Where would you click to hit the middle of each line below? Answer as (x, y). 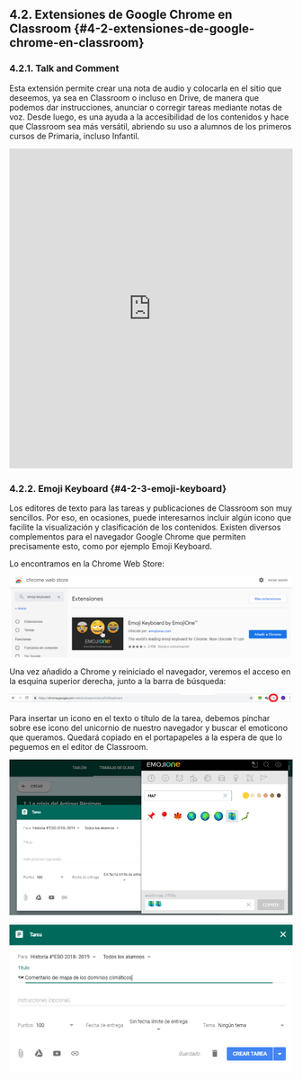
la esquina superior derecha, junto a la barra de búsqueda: (118, 681)
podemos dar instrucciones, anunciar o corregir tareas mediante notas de (146, 107)
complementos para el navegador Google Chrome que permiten (128, 536)
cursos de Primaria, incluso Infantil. (75, 136)
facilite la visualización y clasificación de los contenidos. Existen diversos (145, 527)
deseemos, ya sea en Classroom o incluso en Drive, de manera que (134, 97)
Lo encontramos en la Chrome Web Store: (87, 563)
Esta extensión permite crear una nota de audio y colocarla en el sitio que (146, 88)
